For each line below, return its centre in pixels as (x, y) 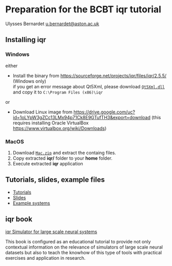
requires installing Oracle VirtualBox (51, 123)
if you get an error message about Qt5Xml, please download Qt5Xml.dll (89, 86)
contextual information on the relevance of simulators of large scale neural (84, 247)
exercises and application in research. (45, 258)
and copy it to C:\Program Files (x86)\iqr (58, 92)
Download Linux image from (43, 112)
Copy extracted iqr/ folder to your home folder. (63, 158)
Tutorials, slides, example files (55, 180)
